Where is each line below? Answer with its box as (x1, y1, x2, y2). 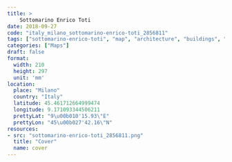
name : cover (13, 145, 48, 152)
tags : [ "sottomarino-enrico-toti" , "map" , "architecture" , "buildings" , (7, 36, 221, 43)
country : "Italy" (13, 94, 64, 101)
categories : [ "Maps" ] (7, 42, 70, 49)
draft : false (7, 49, 45, 56)
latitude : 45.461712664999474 (13, 100, 100, 107)
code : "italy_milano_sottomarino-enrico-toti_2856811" (7, 29, 168, 37)
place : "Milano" (13, 87, 60, 94)
